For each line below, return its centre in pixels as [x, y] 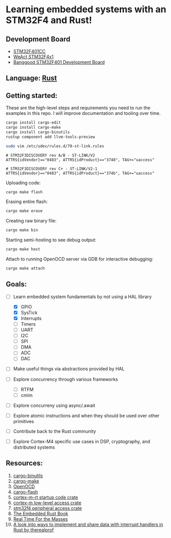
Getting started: [32, 95]
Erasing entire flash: [27, 202]
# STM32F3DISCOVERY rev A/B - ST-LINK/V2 [51, 155]
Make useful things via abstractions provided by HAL [69, 369]
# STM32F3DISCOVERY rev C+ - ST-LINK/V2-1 [52, 169]
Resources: [24, 463]
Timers [28, 324]
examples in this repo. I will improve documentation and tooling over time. [83, 113]
